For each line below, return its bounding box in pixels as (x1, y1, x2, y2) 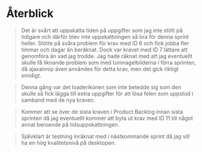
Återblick (6, 7, 54, 21)
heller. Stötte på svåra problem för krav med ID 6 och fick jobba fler (21, 39, 189, 47)
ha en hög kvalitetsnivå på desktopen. (21, 139, 116, 146)
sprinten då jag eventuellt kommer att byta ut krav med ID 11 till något (21, 114, 194, 122)
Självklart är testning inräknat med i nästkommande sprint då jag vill (21, 133, 190, 140)
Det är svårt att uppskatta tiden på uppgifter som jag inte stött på (21, 27, 183, 34)
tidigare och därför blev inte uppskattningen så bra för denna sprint (21, 33, 189, 40)
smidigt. (21, 71, 42, 79)
